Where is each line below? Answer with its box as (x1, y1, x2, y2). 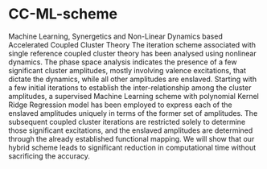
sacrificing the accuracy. (8, 150, 91, 161)
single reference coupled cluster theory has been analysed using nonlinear (8, 48, 257, 58)
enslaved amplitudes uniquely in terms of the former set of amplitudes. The (8, 108, 258, 117)
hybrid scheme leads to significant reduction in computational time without (8, 142, 257, 152)
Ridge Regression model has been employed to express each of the (8, 100, 232, 109)
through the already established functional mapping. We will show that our (8, 134, 255, 143)
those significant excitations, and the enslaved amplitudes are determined (8, 126, 253, 135)
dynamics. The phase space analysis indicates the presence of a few (8, 57, 237, 67)
